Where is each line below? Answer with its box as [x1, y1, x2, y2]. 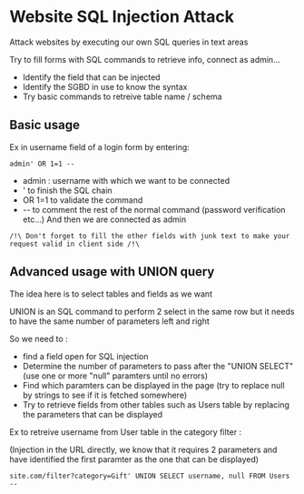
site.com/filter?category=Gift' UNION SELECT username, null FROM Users [9, 471, 290, 480]
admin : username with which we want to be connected [22, 175, 230, 186]
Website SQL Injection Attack [9, 6, 234, 27]
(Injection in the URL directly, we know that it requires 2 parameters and [9, 444, 278, 455]
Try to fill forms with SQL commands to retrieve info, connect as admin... [9, 54, 280, 65]
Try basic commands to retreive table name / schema [22, 91, 222, 102]
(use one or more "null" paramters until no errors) [22, 370, 209, 381]
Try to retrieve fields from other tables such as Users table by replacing [22, 398, 290, 410]
